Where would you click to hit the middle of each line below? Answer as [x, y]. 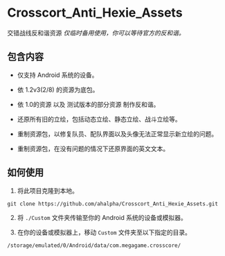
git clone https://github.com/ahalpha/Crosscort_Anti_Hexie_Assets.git [112, 204]
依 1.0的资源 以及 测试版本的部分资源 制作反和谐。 [88, 104]
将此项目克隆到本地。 [47, 190]
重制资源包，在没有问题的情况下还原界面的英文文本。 [93, 148]
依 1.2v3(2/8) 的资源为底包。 [58, 89]
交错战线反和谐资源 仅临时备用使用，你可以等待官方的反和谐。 [96, 33]
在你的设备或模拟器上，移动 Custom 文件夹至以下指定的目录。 [104, 232]
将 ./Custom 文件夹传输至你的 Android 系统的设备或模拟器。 [102, 217]
